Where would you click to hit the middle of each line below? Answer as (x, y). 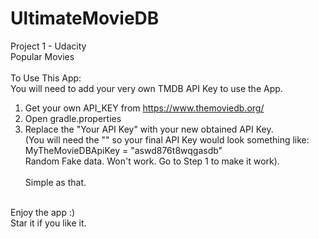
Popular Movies (42, 56)
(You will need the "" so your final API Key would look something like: (167, 139)
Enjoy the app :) (43, 212)
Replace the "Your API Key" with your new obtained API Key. (149, 129)
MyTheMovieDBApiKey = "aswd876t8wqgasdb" (123, 150)
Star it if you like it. (48, 223)
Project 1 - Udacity (48, 46)
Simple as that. (55, 182)
